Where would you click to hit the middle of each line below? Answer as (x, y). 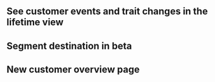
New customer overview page (73, 70)
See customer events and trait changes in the (107, 11)
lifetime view (35, 23)
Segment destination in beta (69, 46)
